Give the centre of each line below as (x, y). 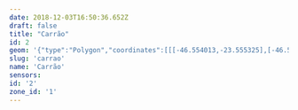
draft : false (33, 26)
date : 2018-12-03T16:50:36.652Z (69, 17)
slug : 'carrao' (37, 59)
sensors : (25, 75)
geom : (19, 51)
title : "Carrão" (39, 34)
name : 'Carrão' (37, 67)
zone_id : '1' (33, 91)
